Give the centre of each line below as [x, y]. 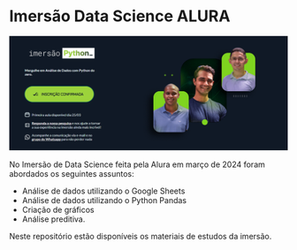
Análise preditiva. [53, 219]
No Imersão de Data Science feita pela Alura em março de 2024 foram [137, 164]
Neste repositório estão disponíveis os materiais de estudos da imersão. [141, 237]
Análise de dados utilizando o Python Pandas [104, 201]
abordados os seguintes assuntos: [72, 174]
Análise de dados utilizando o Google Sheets [103, 191]
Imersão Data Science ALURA [120, 16]
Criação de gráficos [58, 210]
